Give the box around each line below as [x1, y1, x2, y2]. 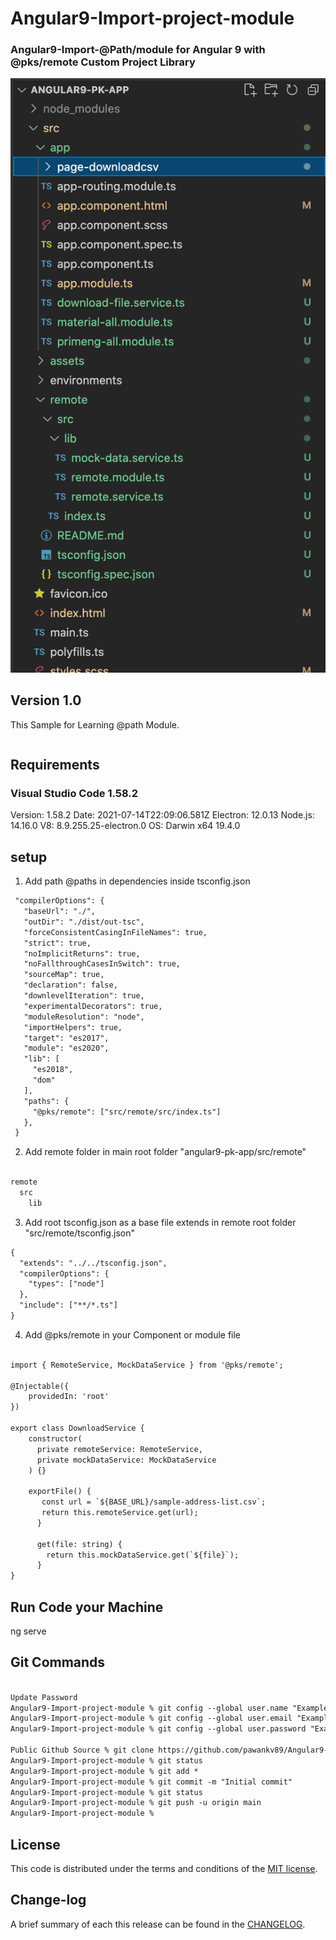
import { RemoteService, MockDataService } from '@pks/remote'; [10, 1360, 284, 1370]
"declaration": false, [23, 980, 118, 991]
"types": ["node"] [28, 1279, 105, 1289]
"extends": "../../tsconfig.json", [19, 1258, 168, 1268]
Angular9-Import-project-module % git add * [10, 1766, 199, 1776]
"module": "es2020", [23, 1043, 110, 1054]
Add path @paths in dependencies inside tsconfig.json [24, 875, 251, 887]
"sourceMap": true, [23, 970, 105, 980]
